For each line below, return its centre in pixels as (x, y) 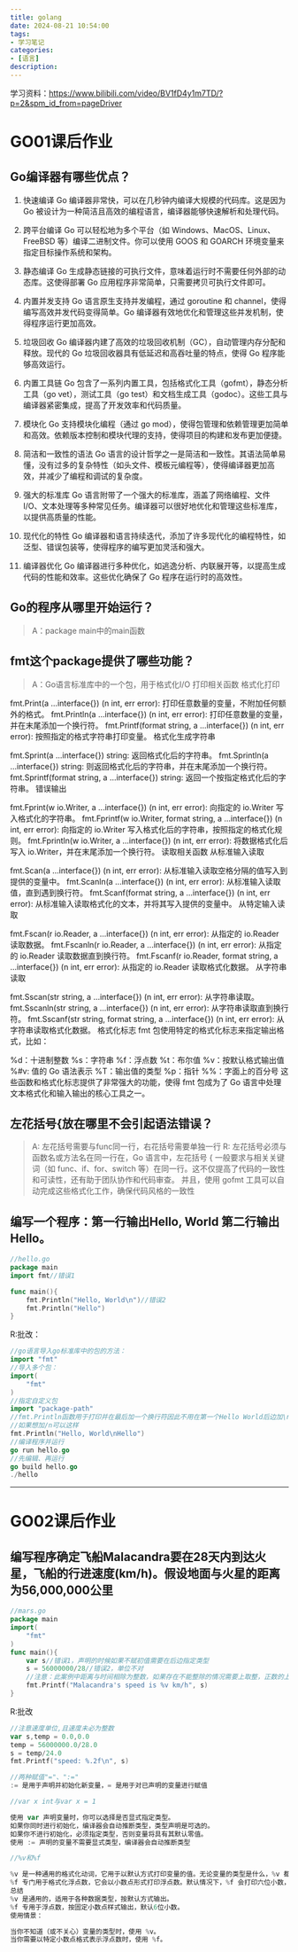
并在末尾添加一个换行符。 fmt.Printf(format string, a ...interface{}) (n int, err (147, 725)
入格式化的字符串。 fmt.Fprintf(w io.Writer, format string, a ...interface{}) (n (146, 818)
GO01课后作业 (61, 142)
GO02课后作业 (63, 1522)
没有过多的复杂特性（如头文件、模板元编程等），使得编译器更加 (153, 465)
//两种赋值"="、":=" (44, 1777)
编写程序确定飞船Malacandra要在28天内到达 (133, 1557)
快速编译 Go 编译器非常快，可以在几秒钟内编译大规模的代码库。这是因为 (154, 199)
